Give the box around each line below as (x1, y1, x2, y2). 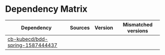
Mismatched (122, 21, 153, 28)
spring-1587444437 (7, 42, 57, 49)
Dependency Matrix (5, 3, 87, 15)
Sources (70, 24, 90, 31)
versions (127, 27, 148, 34)
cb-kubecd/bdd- (7, 35, 48, 42)
